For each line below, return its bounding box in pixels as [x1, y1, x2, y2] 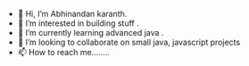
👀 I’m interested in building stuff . [17, 18, 140, 29]
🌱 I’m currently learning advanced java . [17, 28, 164, 37]
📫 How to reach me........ [17, 47, 110, 57]
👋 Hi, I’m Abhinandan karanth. [17, 9, 128, 19]
